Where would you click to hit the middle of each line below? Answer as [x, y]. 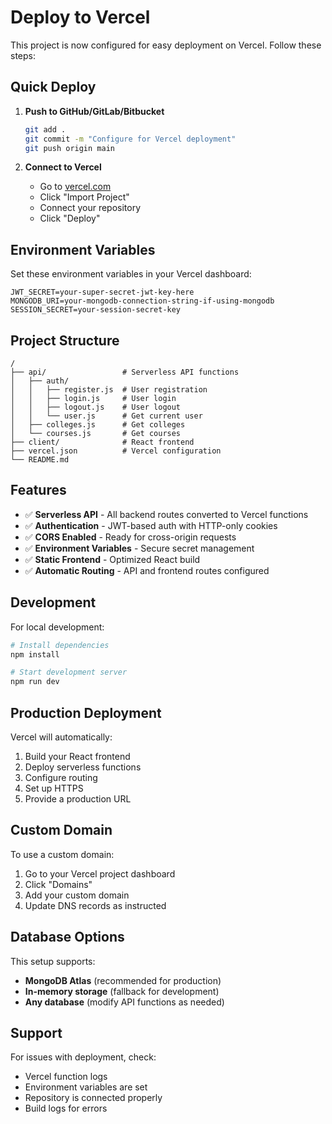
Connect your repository [90, 208]
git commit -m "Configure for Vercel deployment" [130, 139]
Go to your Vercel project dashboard [100, 873]
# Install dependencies [60, 645]
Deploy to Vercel [80, 17]
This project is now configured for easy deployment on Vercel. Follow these [166, 45]
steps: [23, 55]
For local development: [57, 627]
